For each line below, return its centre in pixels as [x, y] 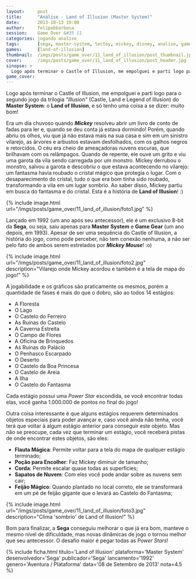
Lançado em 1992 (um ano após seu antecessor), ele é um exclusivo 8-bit [95, 220]
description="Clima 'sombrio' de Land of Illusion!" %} [71, 517]
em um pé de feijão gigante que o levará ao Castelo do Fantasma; [93, 493]
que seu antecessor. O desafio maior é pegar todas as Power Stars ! [87, 540]
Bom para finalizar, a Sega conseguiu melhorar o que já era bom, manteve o [97, 528]
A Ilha [21, 379]
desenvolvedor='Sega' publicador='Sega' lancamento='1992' [80, 558]
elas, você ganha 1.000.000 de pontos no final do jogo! [72, 402]
